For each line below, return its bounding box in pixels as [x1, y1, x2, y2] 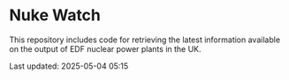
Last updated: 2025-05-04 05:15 [9, 61, 129, 71]
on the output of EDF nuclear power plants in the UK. [9, 43, 202, 54]
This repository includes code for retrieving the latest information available [9, 34, 281, 45]
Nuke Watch [9, 5, 102, 25]
